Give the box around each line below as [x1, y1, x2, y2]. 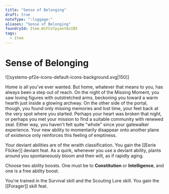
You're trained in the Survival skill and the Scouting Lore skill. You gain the [5, 177, 160, 183]
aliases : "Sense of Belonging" [5, 21, 71, 27]
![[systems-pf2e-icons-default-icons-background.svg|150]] [5, 74, 130, 80]
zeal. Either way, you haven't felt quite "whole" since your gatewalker [5, 121, 149, 127]
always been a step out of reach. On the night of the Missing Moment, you [5, 89, 160, 95]
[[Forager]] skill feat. [5, 183, 48, 189]
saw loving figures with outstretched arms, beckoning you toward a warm [5, 94, 158, 101]
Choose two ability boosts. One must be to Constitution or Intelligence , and [5, 162, 164, 168]
